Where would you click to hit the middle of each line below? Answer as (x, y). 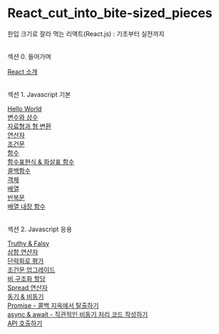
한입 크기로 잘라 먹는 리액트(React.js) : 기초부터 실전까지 (86, 34)
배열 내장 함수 (27, 206)
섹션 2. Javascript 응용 (40, 229)
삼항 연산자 (23, 252)
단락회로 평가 (26, 260)
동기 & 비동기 (26, 296)
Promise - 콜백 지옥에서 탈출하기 (53, 305)
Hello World (25, 108)
